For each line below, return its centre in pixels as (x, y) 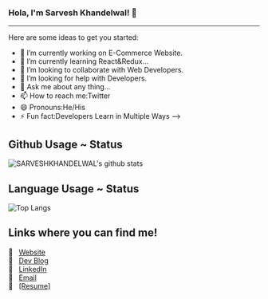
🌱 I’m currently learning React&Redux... (84, 61)
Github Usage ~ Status (66, 144)
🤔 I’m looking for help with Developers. (83, 78)
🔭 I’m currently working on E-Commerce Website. (101, 53)
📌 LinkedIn (28, 269)
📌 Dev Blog (29, 260)
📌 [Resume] (30, 285)
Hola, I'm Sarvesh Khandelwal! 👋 (73, 13)
